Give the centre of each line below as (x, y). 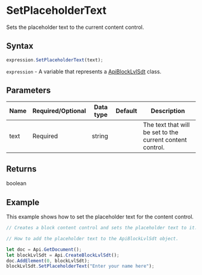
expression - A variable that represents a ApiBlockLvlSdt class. (84, 71)
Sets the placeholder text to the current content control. (75, 27)
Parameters (29, 91)
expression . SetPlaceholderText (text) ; (55, 60)
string (100, 136)
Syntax (20, 46)
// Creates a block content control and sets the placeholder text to (96, 228)
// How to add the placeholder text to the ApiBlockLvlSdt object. (93, 238)
